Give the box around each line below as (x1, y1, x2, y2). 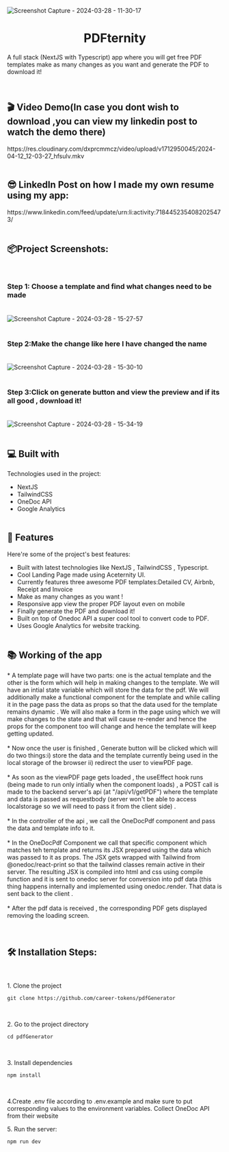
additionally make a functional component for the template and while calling (7, 692, 221, 701)
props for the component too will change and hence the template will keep (7, 722, 217, 730)
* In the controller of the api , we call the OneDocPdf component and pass (7, 816, 215, 825)
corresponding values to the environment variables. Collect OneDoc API (7, 1104, 210, 1112)
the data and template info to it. (7, 824, 96, 832)
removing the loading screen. (7, 911, 90, 919)
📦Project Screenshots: (7, 243, 109, 255)
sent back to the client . (7, 889, 74, 897)
